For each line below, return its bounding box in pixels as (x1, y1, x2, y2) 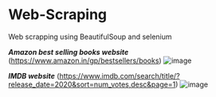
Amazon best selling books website (8, 47, 129, 56)
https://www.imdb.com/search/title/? (59, 71, 181, 80)
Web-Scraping (8, 6, 108, 24)
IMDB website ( (8, 71, 60, 80)
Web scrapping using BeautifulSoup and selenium (8, 32, 172, 41)
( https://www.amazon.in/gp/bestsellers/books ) (8, 56, 162, 65)
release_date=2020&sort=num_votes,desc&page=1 (8, 80, 176, 89)
